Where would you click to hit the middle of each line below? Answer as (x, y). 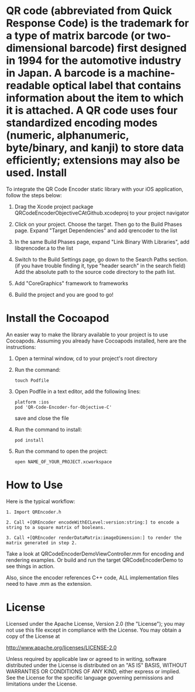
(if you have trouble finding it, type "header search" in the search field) (100, 266)
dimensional (37, 48)
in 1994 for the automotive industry (94, 61)
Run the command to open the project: (61, 451)
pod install (29, 440)
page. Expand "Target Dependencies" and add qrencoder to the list (96, 230)
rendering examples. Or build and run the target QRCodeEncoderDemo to (95, 560)
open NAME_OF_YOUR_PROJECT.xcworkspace (63, 462)
